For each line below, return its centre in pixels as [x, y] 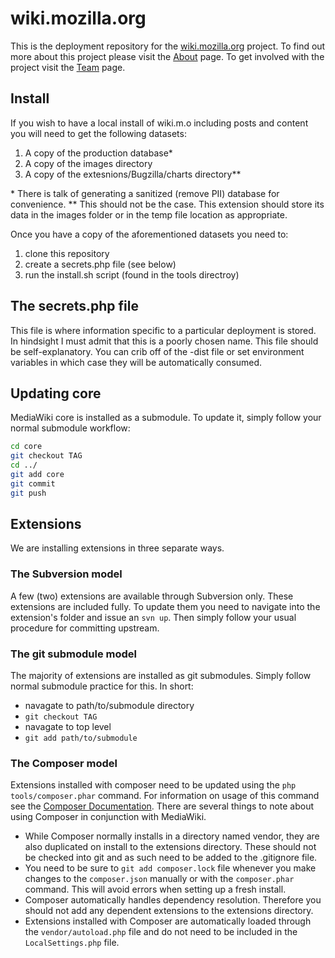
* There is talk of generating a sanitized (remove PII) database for [145, 193]
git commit [33, 483]
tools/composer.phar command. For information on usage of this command [165, 796]
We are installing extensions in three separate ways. [117, 548]
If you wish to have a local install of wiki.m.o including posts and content [159, 123]
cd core [26, 447]
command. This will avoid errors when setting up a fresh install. [155, 889]
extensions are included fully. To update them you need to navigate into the [165, 606]
